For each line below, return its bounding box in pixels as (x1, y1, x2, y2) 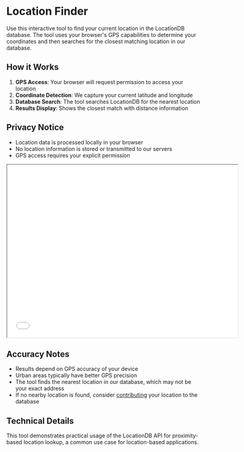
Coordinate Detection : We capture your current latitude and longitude (15, 91, 194, 99)
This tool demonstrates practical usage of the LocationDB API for (6, 432, 171, 440)
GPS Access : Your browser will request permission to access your (15, 78, 184, 85)
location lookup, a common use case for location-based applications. (23, 438, 199, 446)
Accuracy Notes (6, 349, 69, 359)
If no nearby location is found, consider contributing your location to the (15, 391, 198, 399)
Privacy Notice (6, 122, 65, 133)
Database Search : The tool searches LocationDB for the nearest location (15, 98, 200, 105)
